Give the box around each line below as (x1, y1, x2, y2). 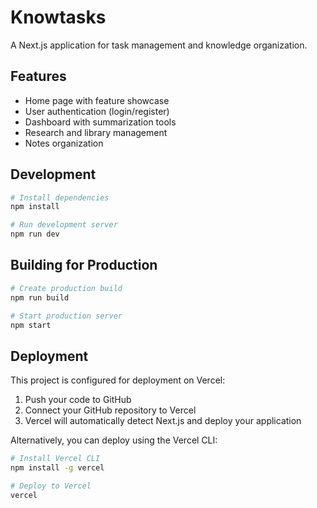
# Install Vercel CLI (10, 454, 101, 464)
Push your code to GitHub (24, 394, 132, 406)
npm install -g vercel (10, 463, 105, 473)
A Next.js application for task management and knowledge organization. (10, 39, 308, 51)
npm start (10, 320, 52, 330)
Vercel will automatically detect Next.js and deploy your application (24, 415, 302, 427)
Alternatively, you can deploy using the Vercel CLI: (10, 434, 218, 446)
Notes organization (24, 137, 104, 149)
